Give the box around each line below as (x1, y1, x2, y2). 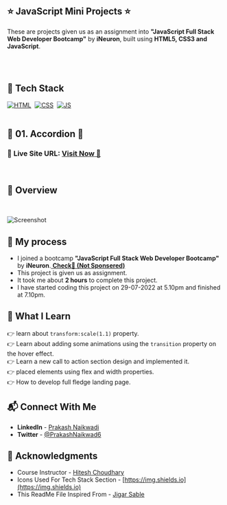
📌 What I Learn (7, 310, 71, 322)
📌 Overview (7, 184, 58, 196)
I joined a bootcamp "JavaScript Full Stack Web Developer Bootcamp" (16, 254, 219, 262)
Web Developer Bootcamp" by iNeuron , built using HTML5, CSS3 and (7, 34, 208, 43)
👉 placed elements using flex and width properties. (7, 367, 154, 376)
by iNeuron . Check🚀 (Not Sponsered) (16, 261, 126, 270)
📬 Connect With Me (7, 401, 97, 413)
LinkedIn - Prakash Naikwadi (16, 422, 99, 431)
